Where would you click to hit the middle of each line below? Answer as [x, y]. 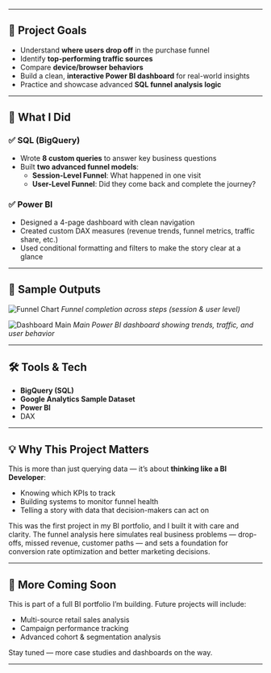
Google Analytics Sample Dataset [77, 399]
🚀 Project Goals [48, 30]
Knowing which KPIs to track [68, 493]
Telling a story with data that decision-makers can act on [115, 511]
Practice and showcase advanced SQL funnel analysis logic [121, 84]
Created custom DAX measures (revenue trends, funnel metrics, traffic [138, 230]
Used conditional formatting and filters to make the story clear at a [130, 248]
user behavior [31, 333]
